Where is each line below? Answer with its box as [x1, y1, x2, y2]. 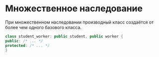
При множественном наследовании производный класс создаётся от [5, 19, 154, 25]
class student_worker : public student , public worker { [5, 34, 123, 39]
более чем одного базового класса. [5, 24, 82, 30]
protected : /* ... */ [5, 43, 50, 48]
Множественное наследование [5, 3, 143, 14]
